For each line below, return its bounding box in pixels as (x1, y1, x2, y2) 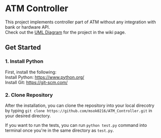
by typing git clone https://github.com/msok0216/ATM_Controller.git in (5, 107, 153, 113)
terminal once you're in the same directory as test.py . (5, 127, 114, 133)
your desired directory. (5, 113, 51, 119)
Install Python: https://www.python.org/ (5, 74, 84, 80)
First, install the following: (5, 69, 57, 75)
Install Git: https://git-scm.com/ (5, 79, 68, 85)
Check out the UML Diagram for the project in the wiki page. (5, 29, 126, 35)
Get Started (5, 43, 41, 52)
